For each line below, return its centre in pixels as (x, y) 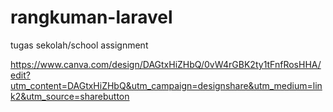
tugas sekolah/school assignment (79, 45)
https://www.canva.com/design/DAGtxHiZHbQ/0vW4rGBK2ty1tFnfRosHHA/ (166, 64)
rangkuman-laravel (91, 17)
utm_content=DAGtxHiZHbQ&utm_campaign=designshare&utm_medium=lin (166, 85)
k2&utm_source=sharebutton (70, 96)
